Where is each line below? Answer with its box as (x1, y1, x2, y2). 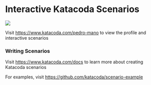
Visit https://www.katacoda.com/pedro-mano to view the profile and (5, 29, 146, 36)
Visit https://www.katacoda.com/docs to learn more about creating (5, 59, 143, 65)
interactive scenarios (5, 35, 49, 41)
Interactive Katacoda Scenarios (5, 4, 139, 15)
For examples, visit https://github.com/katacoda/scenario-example (5, 74, 143, 80)
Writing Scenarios (5, 47, 50, 54)
